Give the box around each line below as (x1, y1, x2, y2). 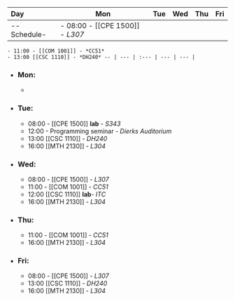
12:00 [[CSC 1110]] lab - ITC (27, 189, 106, 199)
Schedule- (10, 29, 47, 39)
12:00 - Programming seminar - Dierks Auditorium (27, 126, 172, 135)
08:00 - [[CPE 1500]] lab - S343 (27, 119, 121, 128)
